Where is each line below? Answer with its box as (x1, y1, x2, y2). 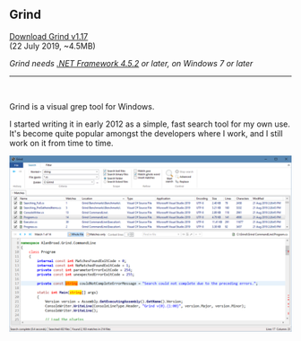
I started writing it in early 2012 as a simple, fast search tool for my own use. (9, 118, 291, 129)
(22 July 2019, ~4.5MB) (9, 40, 96, 51)
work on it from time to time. (9, 137, 114, 148)
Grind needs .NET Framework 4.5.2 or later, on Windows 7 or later (9, 57, 254, 68)
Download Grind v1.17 (9, 31, 89, 41)
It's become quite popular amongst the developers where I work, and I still (9, 127, 284, 138)
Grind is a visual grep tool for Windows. (9, 101, 155, 111)
